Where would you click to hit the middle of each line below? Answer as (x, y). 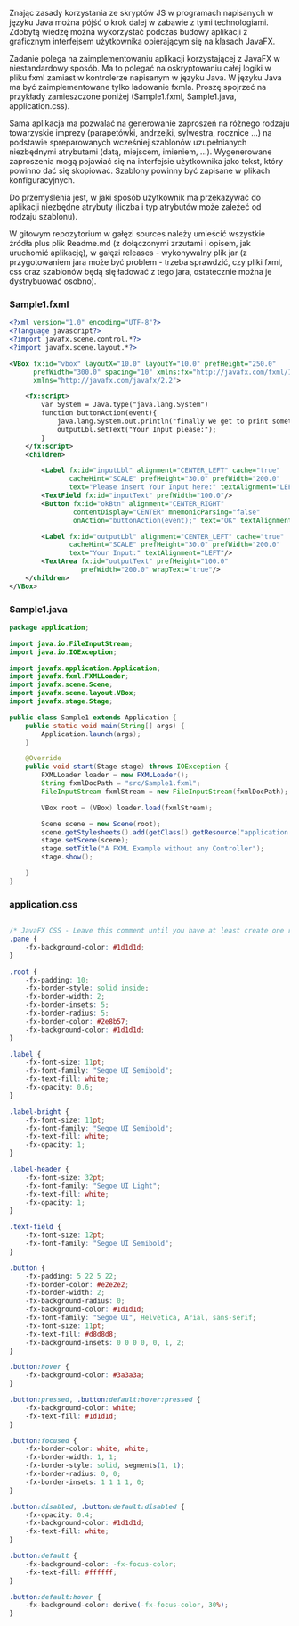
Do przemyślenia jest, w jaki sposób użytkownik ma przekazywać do (135, 197)
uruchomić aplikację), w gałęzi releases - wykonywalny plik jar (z (128, 253)
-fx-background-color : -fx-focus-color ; (101, 1564)
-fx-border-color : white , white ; (87, 1449)
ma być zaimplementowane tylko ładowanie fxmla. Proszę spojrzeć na (138, 87)
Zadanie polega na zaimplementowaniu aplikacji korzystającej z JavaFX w (145, 58)
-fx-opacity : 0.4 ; (59, 1515)
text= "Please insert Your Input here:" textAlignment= (173, 487)
